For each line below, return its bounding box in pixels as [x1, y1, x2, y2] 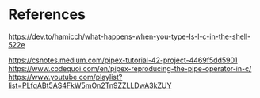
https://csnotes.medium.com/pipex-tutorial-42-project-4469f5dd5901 [8, 55, 238, 65]
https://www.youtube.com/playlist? [8, 72, 123, 81]
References [8, 6, 86, 24]
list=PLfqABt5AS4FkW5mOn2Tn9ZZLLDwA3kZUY [8, 81, 172, 90]
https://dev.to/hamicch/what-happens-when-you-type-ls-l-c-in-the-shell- [8, 32, 251, 41]
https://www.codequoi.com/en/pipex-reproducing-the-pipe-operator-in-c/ [8, 63, 252, 73]
